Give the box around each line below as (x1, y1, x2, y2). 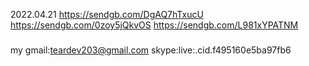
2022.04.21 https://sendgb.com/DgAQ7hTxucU (10, 9, 204, 20)
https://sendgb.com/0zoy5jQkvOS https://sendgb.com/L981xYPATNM (10, 19, 299, 31)
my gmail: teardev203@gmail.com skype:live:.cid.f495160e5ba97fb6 (10, 44, 292, 56)
